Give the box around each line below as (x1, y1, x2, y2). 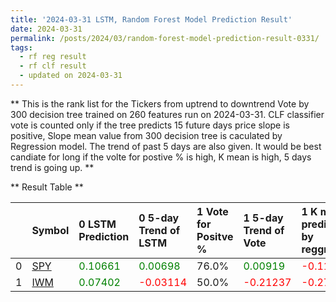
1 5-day (243, 211, 284, 225)
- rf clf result (19, 61, 87, 71)
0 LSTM (78, 217, 117, 231)
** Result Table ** (10, 181, 84, 193)
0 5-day (138, 211, 180, 225)
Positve (196, 229, 234, 243)
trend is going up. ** (10, 161, 95, 173)
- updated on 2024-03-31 (19, 71, 123, 81)
